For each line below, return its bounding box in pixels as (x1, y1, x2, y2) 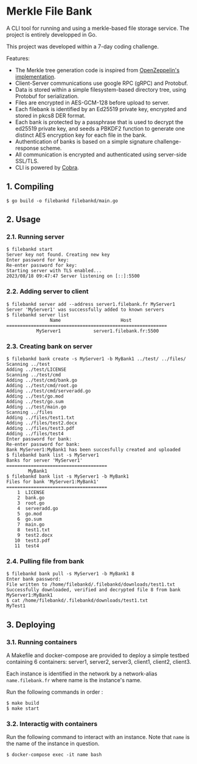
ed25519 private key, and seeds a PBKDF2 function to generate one (15, 125, 185, 132)
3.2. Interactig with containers (6, 719, 98, 728)
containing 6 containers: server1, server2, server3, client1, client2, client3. (6, 658, 192, 666)
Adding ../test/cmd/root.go (6, 383, 78, 389)
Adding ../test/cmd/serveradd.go (6, 388, 91, 395)
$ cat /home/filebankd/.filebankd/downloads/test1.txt (6, 597, 148, 604)
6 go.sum (17, 516, 43, 523)
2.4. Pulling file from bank (6, 557, 84, 566)
